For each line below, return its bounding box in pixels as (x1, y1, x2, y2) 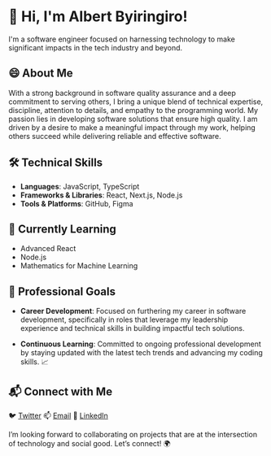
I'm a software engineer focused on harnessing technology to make (8, 34, 236, 44)
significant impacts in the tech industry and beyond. (8, 42, 183, 52)
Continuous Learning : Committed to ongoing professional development (20, 339, 262, 349)
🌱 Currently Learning (8, 222, 116, 236)
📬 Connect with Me (8, 384, 112, 398)
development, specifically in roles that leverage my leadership (20, 315, 229, 324)
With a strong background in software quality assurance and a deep (8, 88, 236, 98)
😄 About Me (8, 67, 73, 80)
